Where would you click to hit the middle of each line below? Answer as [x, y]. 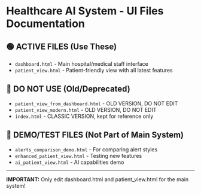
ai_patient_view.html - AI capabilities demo [69, 162]
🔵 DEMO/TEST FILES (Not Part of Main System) [95, 135]
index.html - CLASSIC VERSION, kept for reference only [84, 116]
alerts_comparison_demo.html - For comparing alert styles [86, 149]
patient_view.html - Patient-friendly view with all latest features [94, 70]
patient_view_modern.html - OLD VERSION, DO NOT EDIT [86, 109]
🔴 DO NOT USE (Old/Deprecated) [68, 89]
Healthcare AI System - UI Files [85, 11]
